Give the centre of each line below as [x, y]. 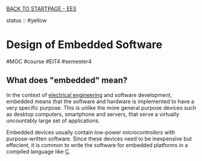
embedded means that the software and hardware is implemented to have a [100, 101]
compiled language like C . [39, 151]
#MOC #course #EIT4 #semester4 [49, 61]
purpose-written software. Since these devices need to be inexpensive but [99, 139]
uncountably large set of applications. [53, 121]
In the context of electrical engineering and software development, [89, 95]
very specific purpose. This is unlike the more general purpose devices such [101, 107]
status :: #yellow [27, 20]
